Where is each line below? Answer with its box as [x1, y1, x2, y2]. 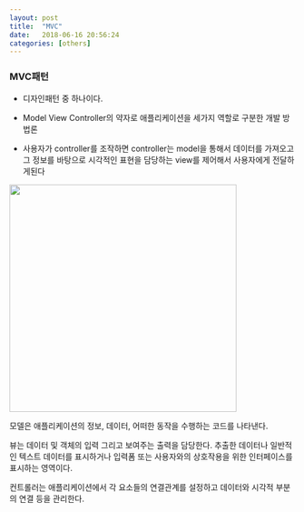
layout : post [9, 13, 59, 23]
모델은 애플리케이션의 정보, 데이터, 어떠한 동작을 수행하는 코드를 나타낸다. [9, 420, 269, 431]
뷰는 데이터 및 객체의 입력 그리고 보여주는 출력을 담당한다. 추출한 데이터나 [9, 439, 269, 450]
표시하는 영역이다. [9, 462, 74, 473]
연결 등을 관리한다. [18, 493, 84, 504]
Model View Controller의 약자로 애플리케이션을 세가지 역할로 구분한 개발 [22, 112, 281, 123]
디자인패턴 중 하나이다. [22, 93, 103, 104]
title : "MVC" [9, 22, 64, 31]
